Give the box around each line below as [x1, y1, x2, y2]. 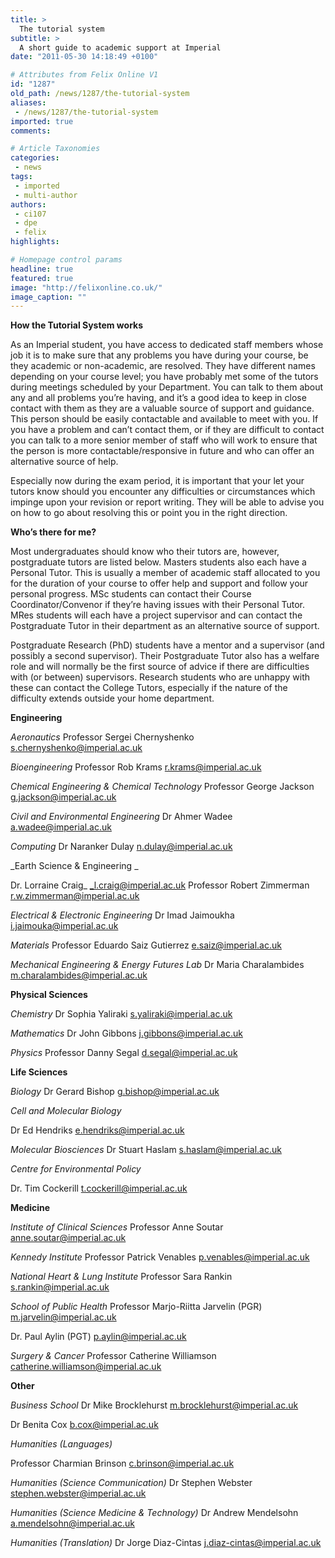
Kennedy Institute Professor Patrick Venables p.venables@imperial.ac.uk [10, 1251, 310, 1263]
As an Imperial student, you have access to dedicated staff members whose [10, 339, 324, 351]
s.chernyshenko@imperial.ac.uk [10, 742, 143, 754]
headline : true [10, 264, 74, 274]
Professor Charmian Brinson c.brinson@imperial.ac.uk [10, 1457, 235, 1470]
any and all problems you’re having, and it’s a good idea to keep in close [10, 392, 307, 404]
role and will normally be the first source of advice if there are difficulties [10, 661, 310, 673]
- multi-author [14, 190, 78, 200]
